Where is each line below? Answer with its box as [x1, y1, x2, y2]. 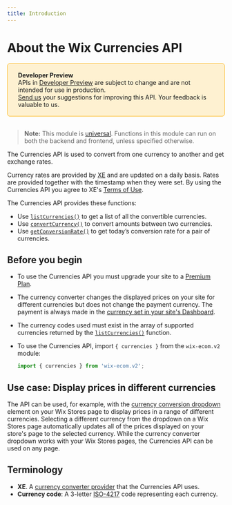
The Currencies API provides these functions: [7, 198, 137, 207]
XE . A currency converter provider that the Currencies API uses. [17, 482, 200, 490]
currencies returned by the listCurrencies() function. [17, 329, 172, 337]
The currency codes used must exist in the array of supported [17, 321, 195, 330]
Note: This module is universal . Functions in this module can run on [23, 129, 216, 137]
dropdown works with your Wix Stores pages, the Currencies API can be [7, 437, 213, 446]
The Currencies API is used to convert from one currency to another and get [7, 150, 224, 158]
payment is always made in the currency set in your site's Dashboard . [17, 308, 215, 316]
